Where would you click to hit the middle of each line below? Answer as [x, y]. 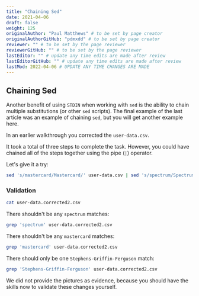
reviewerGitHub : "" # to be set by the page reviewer [74, 50]
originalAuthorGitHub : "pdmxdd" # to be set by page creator [83, 39]
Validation [21, 190]
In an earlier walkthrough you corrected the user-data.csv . [78, 135]
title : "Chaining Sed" [34, 12]
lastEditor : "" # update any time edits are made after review [86, 56]
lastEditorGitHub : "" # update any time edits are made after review [94, 61]
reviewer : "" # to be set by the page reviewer [66, 45]
